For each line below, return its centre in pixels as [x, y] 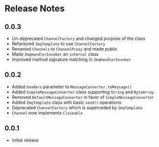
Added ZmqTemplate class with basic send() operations [66, 102]
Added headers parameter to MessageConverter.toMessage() [72, 87]
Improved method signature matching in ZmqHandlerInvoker [71, 59]
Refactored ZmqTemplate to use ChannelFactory [58, 44]
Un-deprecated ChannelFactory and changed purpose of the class [79, 38]
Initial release [25, 140]
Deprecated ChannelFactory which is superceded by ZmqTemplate [77, 107]
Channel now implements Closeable [47, 113]
